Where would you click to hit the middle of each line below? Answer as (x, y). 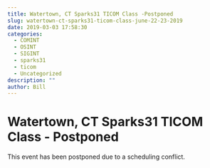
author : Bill (27, 87)
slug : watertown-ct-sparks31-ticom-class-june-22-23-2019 (95, 21)
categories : (25, 34)
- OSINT (25, 47)
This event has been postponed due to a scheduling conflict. (96, 157)
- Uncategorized (38, 73)
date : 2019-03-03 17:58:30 (47, 27)
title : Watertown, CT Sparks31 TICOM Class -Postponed (90, 14)
